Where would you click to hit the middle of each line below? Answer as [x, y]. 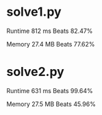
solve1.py [34, 12]
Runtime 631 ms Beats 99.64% [50, 90]
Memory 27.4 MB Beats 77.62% [51, 44]
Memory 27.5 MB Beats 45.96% [51, 104]
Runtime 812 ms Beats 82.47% [50, 31]
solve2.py [35, 72]
